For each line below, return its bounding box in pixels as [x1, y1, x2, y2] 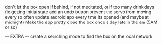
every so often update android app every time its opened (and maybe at [5, 14, 149, 20]
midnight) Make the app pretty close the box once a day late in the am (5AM [5, 19, 158, 25]
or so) [5, 24, 17, 30]
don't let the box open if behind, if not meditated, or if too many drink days [5, 4, 155, 10]
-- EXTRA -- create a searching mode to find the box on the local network [5, 33, 153, 39]
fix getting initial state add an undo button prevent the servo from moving [5, 9, 152, 15]
